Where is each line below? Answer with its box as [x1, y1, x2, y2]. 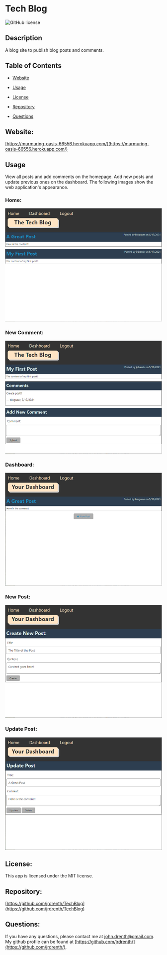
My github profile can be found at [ [5, 939, 77, 945]
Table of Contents [5, 62, 62, 70]
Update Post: [5, 726, 37, 733]
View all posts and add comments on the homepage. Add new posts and [5, 174, 154, 180]
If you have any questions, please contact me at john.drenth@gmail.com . [5, 933, 155, 939]
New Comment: [5, 329, 44, 336]
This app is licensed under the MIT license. [5, 873, 93, 879]
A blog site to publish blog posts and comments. [5, 47, 104, 53]
